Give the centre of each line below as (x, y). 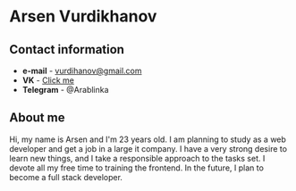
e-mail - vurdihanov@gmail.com (82, 71)
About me (37, 118)
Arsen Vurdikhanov (83, 17)
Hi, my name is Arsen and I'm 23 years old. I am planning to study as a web (148, 139)
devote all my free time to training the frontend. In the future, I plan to (136, 168)
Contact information (67, 50)
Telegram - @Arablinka (65, 90)
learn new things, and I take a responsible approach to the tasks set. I (137, 158)
